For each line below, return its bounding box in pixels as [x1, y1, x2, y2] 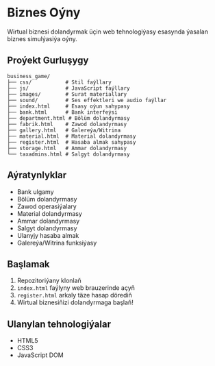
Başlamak [7, 258, 50, 270]
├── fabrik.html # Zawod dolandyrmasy [7, 121, 127, 127]
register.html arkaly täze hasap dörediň [16, 291, 132, 300]
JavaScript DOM [16, 351, 64, 359]
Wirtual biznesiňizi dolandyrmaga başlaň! [16, 298, 134, 306]
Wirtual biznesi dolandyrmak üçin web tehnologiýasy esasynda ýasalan [7, 27, 209, 36]
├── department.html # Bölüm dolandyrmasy [7, 114, 130, 121]
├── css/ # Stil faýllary [7, 79, 112, 86]
